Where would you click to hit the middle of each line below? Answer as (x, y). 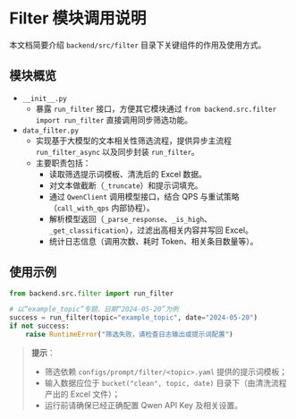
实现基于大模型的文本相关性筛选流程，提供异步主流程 (134, 141)
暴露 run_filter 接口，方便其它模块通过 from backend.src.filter (156, 108)
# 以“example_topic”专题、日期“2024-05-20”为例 (94, 310)
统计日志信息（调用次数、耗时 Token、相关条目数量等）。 (153, 241)
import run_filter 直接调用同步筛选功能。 (114, 120)
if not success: (39, 326)
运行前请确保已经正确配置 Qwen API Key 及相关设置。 (144, 405)
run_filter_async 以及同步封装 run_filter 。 (117, 151)
